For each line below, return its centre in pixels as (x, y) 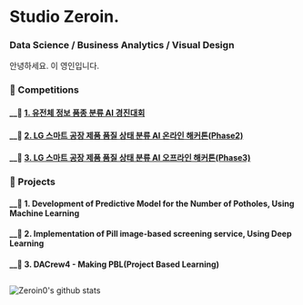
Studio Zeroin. (65, 17)
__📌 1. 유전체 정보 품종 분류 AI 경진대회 (77, 113)
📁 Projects (33, 182)
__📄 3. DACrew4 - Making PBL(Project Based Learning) (115, 264)
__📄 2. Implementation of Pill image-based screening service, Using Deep (151, 234)
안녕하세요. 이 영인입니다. (55, 66)
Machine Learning (45, 213)
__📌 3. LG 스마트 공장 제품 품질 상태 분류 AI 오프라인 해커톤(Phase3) (130, 158)
